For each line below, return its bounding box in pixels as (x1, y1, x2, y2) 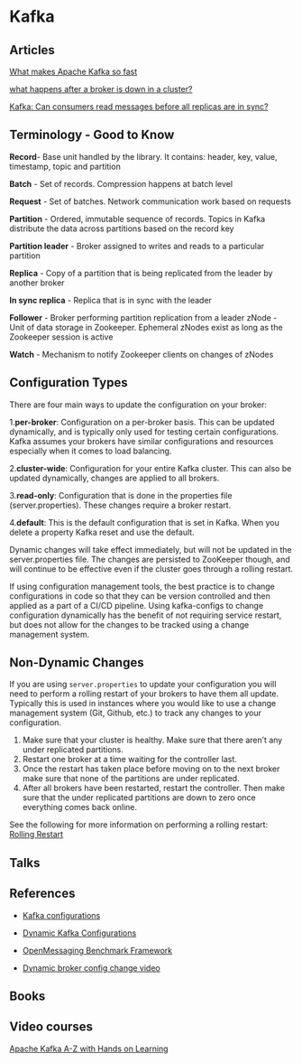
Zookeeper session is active (9, 331, 114, 342)
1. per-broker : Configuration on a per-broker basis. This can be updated (9, 416, 275, 427)
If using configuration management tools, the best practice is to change (9, 581, 275, 592)
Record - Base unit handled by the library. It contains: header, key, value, (9, 151, 278, 162)
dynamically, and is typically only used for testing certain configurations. (9, 426, 279, 437)
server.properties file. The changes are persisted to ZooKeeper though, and (9, 554, 290, 564)
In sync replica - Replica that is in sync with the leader (9, 294, 212, 305)
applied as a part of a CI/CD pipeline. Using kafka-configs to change (9, 600, 264, 611)
